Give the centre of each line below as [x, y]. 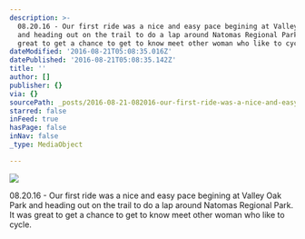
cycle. [20, 224]
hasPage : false [38, 128]
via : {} [24, 94]
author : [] [30, 77]
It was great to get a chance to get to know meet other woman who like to [147, 214]
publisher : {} [36, 85]
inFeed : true [34, 119]
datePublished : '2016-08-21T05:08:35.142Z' [93, 60]
